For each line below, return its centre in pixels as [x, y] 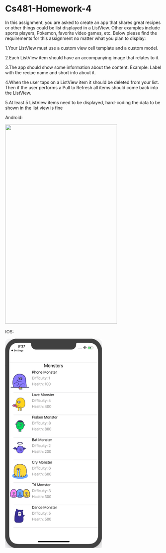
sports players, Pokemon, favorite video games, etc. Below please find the [81, 33]
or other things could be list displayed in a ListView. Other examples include [83, 27]
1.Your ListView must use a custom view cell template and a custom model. [82, 48]
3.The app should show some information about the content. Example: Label [83, 67]
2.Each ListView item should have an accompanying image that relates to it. [83, 57]
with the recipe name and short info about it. [50, 72]
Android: [14, 117]
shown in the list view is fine [34, 108]
